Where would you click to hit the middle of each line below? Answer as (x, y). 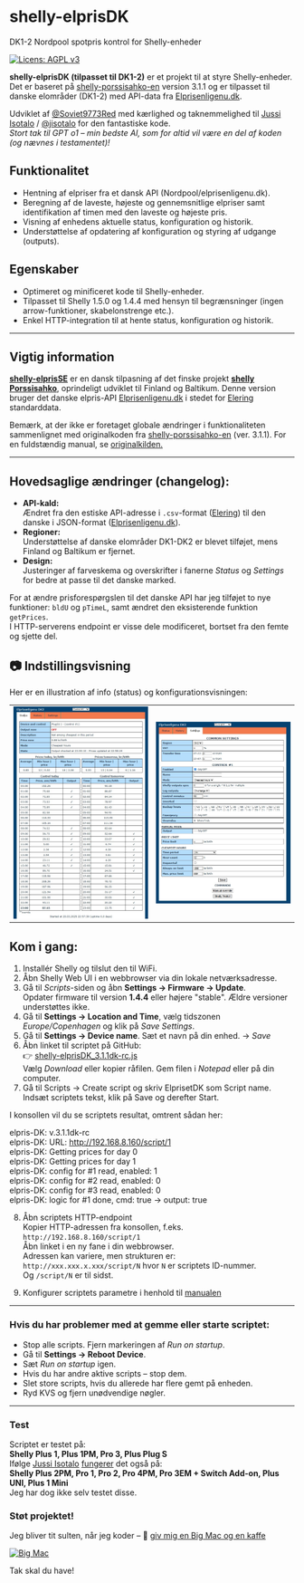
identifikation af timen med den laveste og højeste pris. (125, 212)
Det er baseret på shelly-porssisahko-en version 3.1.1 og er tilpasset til (140, 86)
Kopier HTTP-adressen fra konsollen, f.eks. (103, 1227)
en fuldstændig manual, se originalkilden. (86, 445)
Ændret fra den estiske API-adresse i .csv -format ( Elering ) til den (144, 513)
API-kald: (41, 504)
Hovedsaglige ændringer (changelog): (119, 481)
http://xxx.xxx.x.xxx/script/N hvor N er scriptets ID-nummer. (139, 1266)
